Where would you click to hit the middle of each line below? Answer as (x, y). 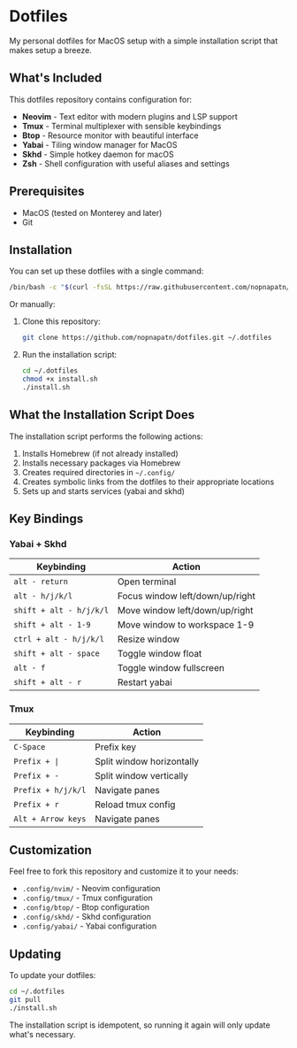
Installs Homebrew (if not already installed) (100, 453)
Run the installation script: (69, 355)
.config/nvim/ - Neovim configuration (91, 889)
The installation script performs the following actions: (106, 436)
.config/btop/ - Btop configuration (86, 907)
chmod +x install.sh (60, 379)
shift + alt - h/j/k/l (61, 611)
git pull (25, 1000)
